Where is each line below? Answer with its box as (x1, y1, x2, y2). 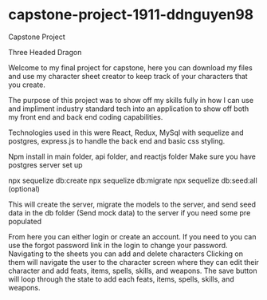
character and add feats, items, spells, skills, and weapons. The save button (8, 266, 257, 275)
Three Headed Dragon (8, 47, 82, 57)
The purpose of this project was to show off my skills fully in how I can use (8, 95, 253, 105)
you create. (8, 80, 46, 89)
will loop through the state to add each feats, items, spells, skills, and (8, 274, 235, 284)
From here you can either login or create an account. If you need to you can (8, 231, 257, 241)
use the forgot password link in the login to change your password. (8, 240, 229, 250)
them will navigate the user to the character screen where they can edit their (8, 257, 259, 266)
